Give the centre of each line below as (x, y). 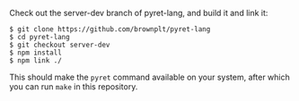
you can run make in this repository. (74, 87)
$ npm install (36, 53)
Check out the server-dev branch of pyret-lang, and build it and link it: (139, 13)
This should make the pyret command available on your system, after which (149, 77)
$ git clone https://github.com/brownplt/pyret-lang (110, 29)
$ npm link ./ (36, 61)
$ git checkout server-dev (60, 45)
